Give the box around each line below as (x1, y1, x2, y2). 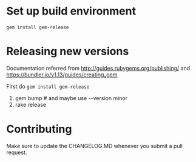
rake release (15, 101, 47, 108)
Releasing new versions (6, 44, 129, 58)
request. (6, 149, 27, 156)
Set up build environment (6, 4, 137, 18)
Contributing (6, 123, 72, 136)
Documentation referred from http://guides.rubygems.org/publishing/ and (6, 64, 191, 72)
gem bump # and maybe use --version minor (15, 94, 127, 101)
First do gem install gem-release (6, 83, 90, 90)
